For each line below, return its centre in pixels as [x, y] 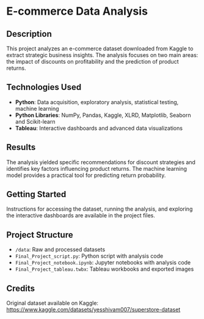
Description [29, 34]
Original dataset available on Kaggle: [53, 303]
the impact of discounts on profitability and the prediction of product [93, 62]
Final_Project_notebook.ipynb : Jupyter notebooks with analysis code [103, 263]
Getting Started [36, 194]
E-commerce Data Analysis [77, 11]
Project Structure [40, 235]
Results [21, 147]
